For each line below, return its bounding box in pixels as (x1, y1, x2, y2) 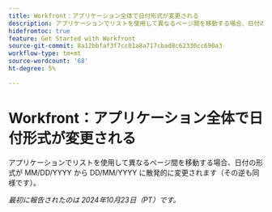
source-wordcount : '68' (8, 57, 89, 66)
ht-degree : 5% (8, 65, 57, 73)
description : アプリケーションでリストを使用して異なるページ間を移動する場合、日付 (8, 19, 261, 28)
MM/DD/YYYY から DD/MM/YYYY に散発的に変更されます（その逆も (23, 167, 253, 177)
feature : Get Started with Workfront (8, 34, 136, 43)
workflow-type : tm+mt (8, 49, 82, 57)
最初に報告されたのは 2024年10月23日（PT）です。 (8, 195, 181, 205)
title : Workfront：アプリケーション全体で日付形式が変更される (8, 11, 199, 20)
